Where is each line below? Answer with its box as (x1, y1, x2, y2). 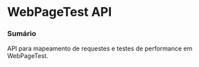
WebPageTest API (7, 4, 112, 20)
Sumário (7, 29, 37, 39)
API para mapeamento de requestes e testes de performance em (7, 44, 193, 52)
